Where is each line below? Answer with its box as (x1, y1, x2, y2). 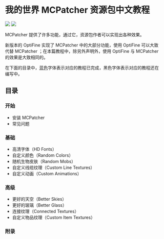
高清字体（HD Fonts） (12, 146, 57, 152)
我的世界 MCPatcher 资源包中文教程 (5, 4, 150, 16)
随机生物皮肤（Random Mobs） (12, 158, 76, 164)
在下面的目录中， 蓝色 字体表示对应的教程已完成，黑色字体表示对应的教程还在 (5, 65, 159, 71)
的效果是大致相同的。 (5, 54, 48, 60)
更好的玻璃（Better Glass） (12, 202, 67, 208)
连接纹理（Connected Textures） (12, 209, 79, 215)
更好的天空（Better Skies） (12, 196, 67, 202)
